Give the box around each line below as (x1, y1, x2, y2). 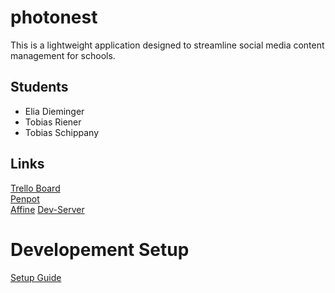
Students (10, 79, 69, 96)
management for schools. (10, 49, 116, 61)
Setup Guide (10, 271, 62, 283)
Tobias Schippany (24, 126, 100, 138)
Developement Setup (10, 238, 190, 261)
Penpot (10, 192, 40, 205)
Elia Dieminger (24, 105, 85, 117)
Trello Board (10, 182, 61, 194)
